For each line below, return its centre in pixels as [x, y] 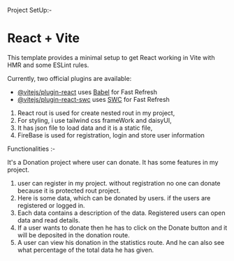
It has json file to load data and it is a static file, [85, 128]
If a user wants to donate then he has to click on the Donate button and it [122, 228]
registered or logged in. [51, 205]
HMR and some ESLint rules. [48, 65]
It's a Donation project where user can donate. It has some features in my [113, 162]
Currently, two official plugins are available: [70, 78]
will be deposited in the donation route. [74, 235]
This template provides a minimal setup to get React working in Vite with [111, 57]
